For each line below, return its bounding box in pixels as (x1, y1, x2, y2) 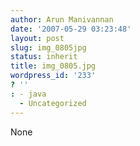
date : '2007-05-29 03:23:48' (10, 24, 132, 34)
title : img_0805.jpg (10, 61, 97, 71)
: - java (10, 89, 47, 99)
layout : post (10, 33, 65, 43)
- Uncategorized (19, 98, 87, 108)
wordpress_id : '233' (10, 71, 97, 81)
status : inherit (10, 52, 78, 62)
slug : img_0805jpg (10, 42, 87, 53)
